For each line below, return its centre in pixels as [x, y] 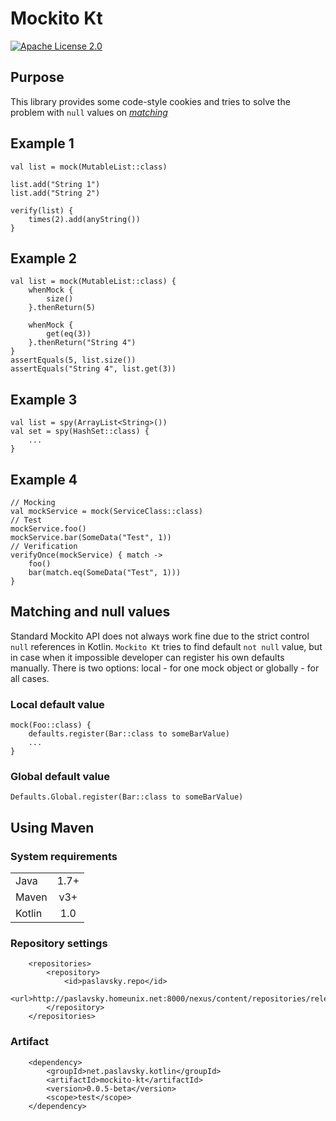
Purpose [37, 77]
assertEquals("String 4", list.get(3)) [93, 369]
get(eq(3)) [69, 334]
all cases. [30, 678]
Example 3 [44, 399]
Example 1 [42, 143]
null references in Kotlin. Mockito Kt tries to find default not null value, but [166, 646]
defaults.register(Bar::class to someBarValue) [129, 734]
